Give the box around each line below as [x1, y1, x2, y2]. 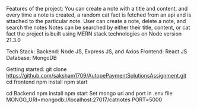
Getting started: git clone [6, 66, 67, 73]
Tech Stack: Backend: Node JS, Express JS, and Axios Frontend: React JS [6, 48, 188, 55]
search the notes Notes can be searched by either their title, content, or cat [6, 24, 190, 31]
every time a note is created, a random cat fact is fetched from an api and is [6, 11, 192, 18]
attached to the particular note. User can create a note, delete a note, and [6, 18, 186, 24]
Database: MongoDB [6, 54, 58, 61]
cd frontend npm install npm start [6, 78, 88, 85]
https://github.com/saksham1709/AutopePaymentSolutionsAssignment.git [6, 72, 187, 79]
